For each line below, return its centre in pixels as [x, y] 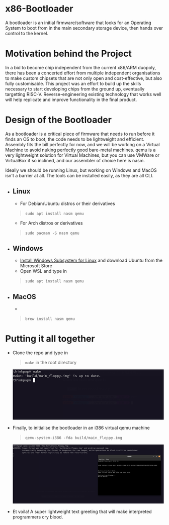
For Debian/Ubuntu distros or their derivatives [67, 203]
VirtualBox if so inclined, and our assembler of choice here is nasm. [75, 160]
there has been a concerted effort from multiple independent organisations [83, 73]
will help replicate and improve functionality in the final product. [71, 99]
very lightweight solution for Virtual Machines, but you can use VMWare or [82, 155]
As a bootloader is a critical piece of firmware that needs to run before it [80, 134]
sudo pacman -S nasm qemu [52, 233]
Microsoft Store [36, 266]
